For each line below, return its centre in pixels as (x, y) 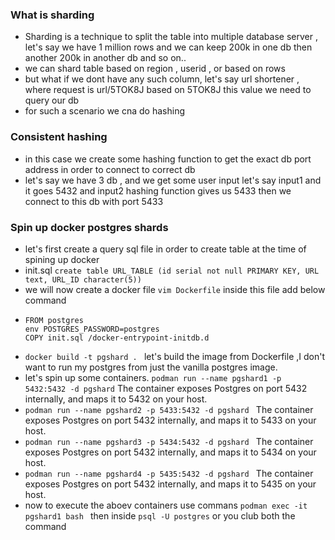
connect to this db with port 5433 (94, 201)
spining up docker (62, 259)
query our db (52, 100)
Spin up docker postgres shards (89, 227)
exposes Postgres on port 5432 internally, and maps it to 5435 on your (170, 484)
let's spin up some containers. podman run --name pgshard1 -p (153, 377)
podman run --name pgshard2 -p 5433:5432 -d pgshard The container (169, 409)
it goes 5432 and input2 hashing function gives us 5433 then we (158, 190)
